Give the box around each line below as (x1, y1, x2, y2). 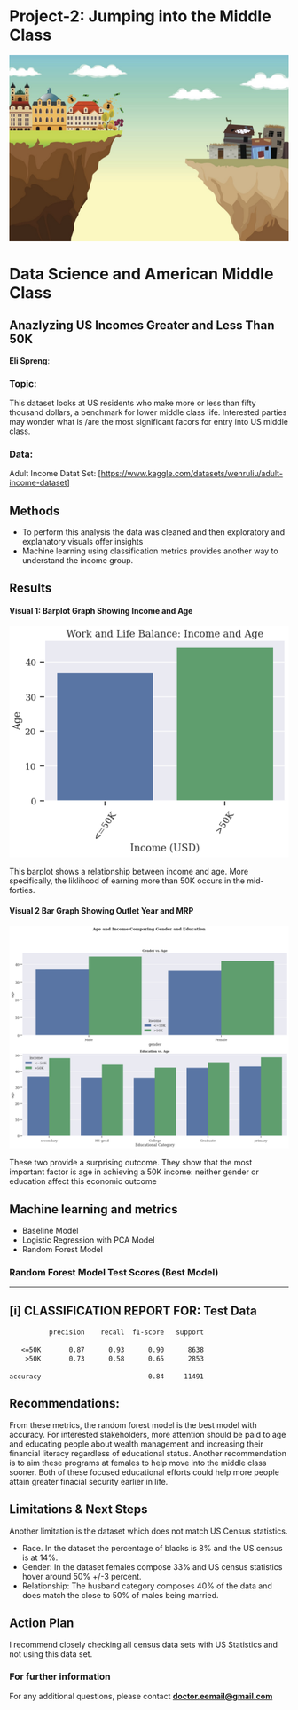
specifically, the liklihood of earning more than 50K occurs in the (9, 875, 246, 886)
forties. (9, 885, 35, 896)
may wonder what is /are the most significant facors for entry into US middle (9, 416, 288, 427)
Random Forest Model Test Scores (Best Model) (9, 1266, 219, 1278)
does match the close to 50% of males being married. (21, 1589, 219, 1600)
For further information (9, 1670, 111, 1683)
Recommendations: (9, 1396, 120, 1411)
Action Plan (9, 1616, 74, 1631)
